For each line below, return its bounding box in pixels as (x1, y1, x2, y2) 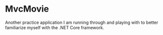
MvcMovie (5, 3, 49, 15)
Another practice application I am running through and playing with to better (5, 19, 159, 25)
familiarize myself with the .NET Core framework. (5, 24, 104, 30)
